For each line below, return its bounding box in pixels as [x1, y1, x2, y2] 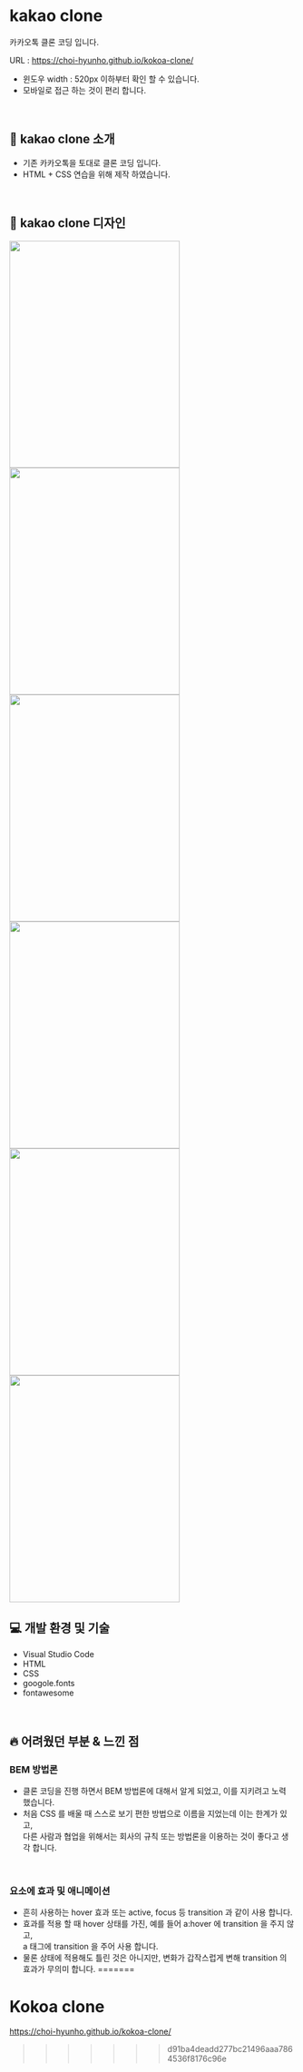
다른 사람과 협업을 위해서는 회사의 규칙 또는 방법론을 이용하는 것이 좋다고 [22, 1831, 279, 1842]
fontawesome [22, 1687, 74, 1698]
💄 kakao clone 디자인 [9, 215, 126, 231]
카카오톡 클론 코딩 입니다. [9, 36, 100, 47]
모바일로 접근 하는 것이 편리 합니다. [22, 84, 147, 95]
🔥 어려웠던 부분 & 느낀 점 [9, 1733, 140, 1749]
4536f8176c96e [167, 2053, 227, 2065]
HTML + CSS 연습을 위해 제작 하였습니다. [22, 169, 171, 180]
